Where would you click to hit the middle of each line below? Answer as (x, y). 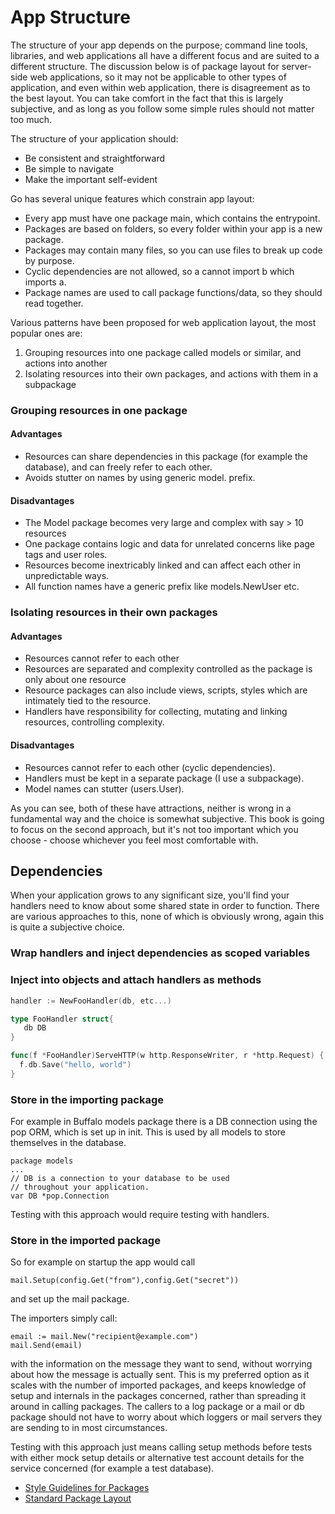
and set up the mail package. (70, 1299)
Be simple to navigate (69, 168)
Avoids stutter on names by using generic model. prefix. (140, 478)
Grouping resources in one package (99, 410)
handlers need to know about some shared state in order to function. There (165, 906)
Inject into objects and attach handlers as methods (136, 980)
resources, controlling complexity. (94, 722)
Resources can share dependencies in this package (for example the (166, 457)
